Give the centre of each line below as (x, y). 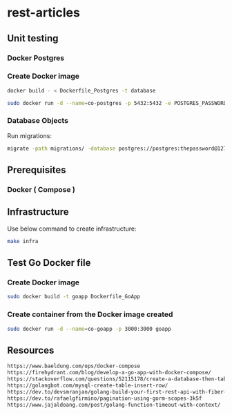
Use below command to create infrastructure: (72, 229)
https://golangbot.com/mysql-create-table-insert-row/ (88, 385)
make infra (23, 241)
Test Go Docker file (49, 263)
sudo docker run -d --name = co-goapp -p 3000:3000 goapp (89, 329)
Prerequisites (37, 170)
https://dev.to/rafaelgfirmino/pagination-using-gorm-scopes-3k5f (105, 398)
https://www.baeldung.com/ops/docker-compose (74, 366)
